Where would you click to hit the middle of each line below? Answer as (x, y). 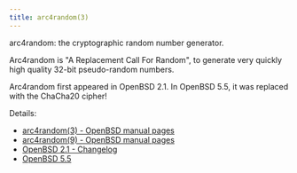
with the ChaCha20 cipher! (59, 96)
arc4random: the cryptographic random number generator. (117, 43)
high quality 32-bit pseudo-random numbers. (92, 69)
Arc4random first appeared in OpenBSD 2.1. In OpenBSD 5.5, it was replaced (149, 86)
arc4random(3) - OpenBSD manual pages (98, 130)
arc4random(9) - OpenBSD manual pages (98, 139)
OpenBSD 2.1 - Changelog (70, 149)
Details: (23, 113)
